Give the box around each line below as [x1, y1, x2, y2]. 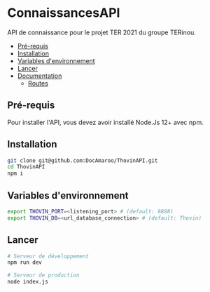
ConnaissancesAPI [7, 5, 120, 21]
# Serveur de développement [7, 253, 90, 260]
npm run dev [7, 259, 42, 266]
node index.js [7, 279, 49, 286]
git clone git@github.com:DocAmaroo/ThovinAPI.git [7, 157, 158, 164]
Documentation [17, 72, 62, 80]
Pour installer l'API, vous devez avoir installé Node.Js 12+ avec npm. [7, 118, 204, 126]
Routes [27, 79, 49, 87]
